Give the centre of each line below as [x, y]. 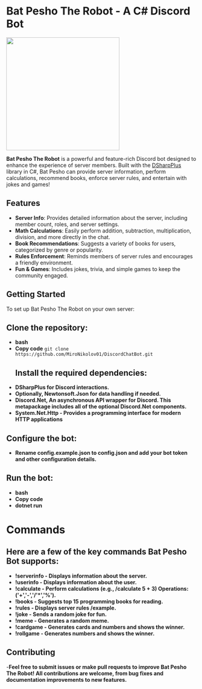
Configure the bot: [42, 438]
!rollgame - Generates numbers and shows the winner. [85, 633]
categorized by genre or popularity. [59, 250]
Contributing [31, 653]
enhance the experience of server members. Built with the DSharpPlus [94, 165]
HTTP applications [39, 419]
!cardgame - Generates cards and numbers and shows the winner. [100, 627]
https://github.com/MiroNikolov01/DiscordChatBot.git [84, 354]
